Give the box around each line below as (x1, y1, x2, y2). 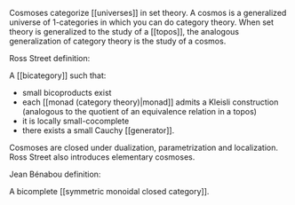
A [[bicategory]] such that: (9, 70, 107, 81)
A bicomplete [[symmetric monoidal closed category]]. (9, 186, 210, 196)
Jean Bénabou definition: (9, 169, 101, 179)
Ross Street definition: (9, 53, 91, 63)
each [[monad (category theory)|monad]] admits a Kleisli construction (21, 97, 279, 107)
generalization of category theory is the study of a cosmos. (9, 35, 227, 46)
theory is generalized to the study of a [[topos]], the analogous (9, 27, 240, 36)
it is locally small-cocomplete (21, 115, 130, 126)
